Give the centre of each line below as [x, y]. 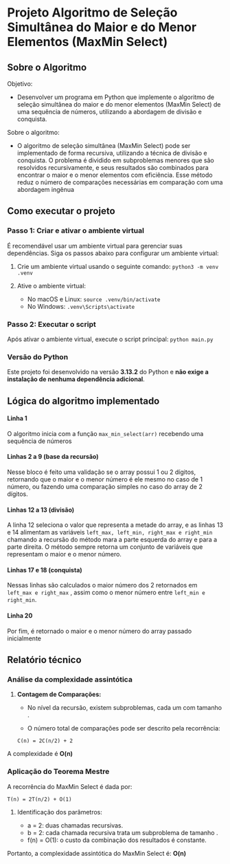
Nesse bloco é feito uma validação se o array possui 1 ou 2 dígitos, [102, 472]
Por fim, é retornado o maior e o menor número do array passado [100, 631]
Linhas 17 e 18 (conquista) [45, 570]
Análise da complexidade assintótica [70, 679]
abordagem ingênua [45, 190]
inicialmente [24, 638]
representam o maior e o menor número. [65, 554]
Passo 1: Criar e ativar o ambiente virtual [76, 230]
